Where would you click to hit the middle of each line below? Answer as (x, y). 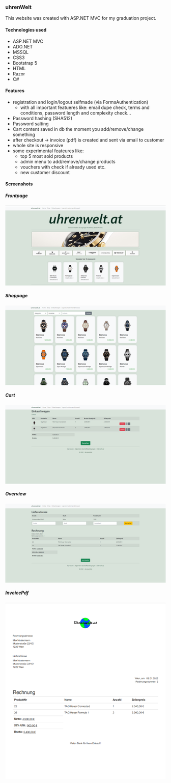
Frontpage (17, 195)
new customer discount (45, 172)
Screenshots (19, 184)
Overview (16, 494)
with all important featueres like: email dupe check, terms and (85, 107)
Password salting (31, 124)
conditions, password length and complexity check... (76, 113)
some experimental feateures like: (48, 151)
